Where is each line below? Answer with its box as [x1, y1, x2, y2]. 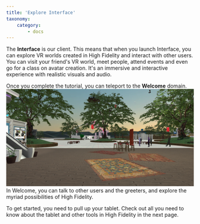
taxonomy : [6, 15, 31, 22]
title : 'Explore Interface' [6, 10, 76, 15]
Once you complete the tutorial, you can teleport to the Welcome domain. [6, 82, 187, 89]
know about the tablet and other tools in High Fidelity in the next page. [6, 211, 179, 219]
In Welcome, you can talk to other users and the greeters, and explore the [6, 187, 187, 194]
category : [17, 22, 42, 28]
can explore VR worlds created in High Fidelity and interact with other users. [6, 52, 193, 59]
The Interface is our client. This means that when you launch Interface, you [6, 45, 192, 53]
